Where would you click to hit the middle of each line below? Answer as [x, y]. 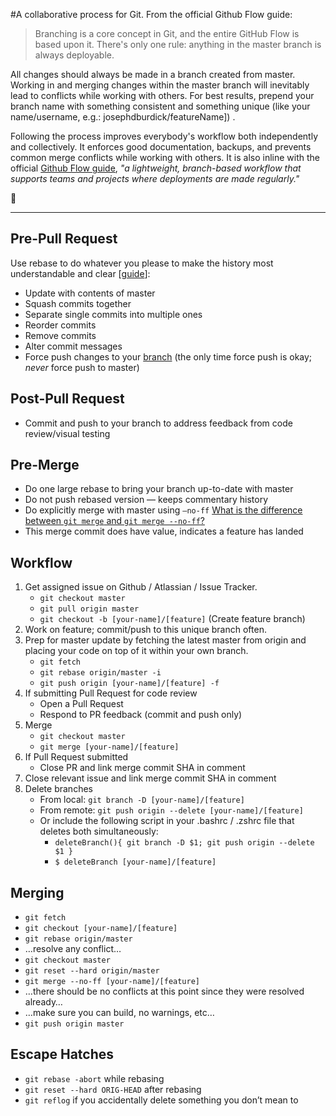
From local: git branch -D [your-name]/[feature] [142, 800]
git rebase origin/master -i [100, 673]
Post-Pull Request [67, 399]
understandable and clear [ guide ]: [80, 273]
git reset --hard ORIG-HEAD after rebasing [113, 1089]
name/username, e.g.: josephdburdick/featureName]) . [123, 117]
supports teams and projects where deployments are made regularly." [155, 178]
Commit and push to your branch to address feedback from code [158, 423]
